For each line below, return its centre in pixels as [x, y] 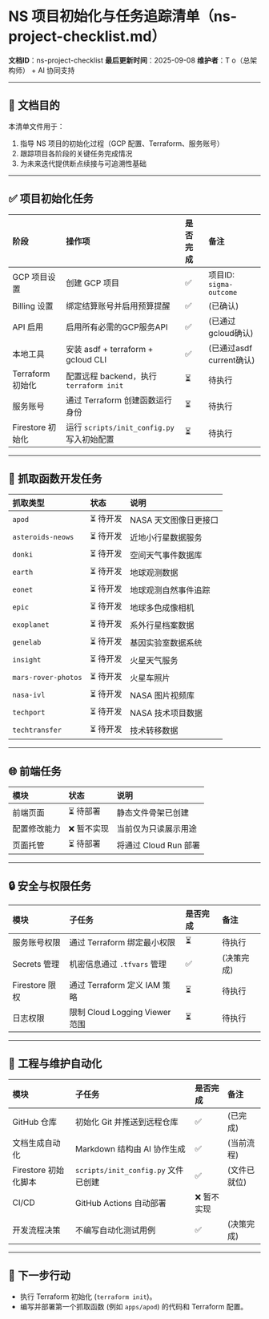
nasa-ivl [29, 695]
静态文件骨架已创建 [153, 812]
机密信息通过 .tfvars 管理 [118, 964]
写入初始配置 [90, 439]
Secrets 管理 [36, 964]
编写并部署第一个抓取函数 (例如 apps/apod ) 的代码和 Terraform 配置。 [134, 1306]
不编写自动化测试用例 [115, 1230]
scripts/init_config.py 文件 [129, 1170]
